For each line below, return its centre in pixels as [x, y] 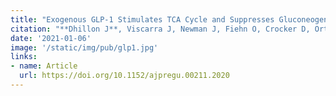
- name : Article [44, 66]
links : [24, 57]
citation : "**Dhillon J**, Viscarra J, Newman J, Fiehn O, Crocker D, [160, 29]
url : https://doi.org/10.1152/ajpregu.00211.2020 [124, 76]
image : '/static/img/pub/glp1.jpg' [84, 47]
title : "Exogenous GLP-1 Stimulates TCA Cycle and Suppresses [142, 19]
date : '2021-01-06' [51, 38]
